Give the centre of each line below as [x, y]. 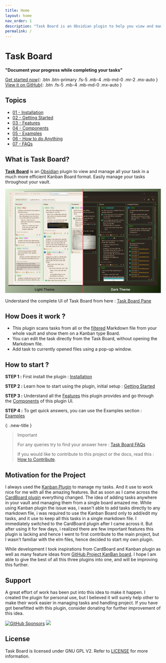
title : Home [17, 10]
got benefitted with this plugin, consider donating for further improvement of [83, 608]
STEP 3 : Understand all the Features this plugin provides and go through [80, 396]
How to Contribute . [37, 459]
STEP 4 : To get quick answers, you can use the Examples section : [74, 411]
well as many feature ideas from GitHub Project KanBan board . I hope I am [81, 554]
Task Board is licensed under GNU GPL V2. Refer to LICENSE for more [77, 651]
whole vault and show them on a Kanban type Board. [66, 333]
